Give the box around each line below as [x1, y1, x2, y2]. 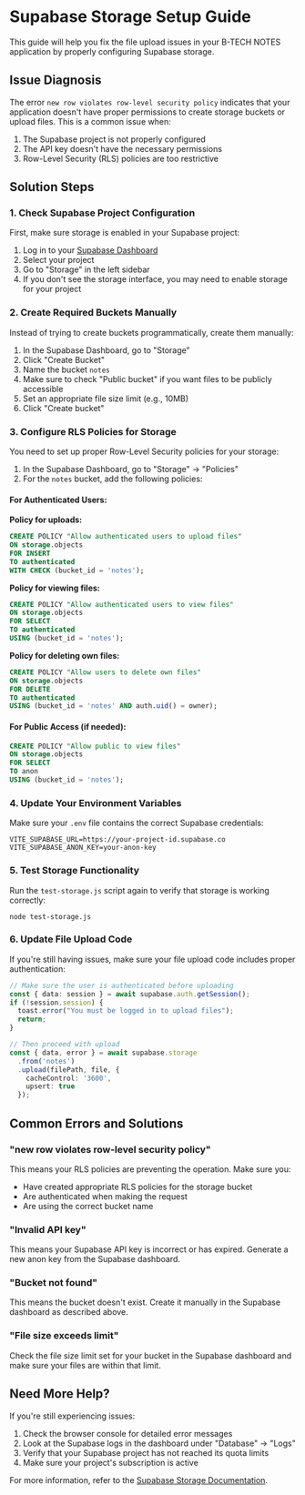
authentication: [9, 963, 66, 975]
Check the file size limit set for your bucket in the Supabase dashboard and [9, 1349, 292, 1361]
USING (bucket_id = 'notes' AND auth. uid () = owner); [9, 702, 219, 711]
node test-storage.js [9, 912, 92, 921]
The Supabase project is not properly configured [22, 134, 207, 145]
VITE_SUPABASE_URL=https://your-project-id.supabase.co [9, 835, 226, 844]
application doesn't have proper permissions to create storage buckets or [9, 106, 285, 117]
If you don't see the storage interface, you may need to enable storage [22, 274, 289, 285]
